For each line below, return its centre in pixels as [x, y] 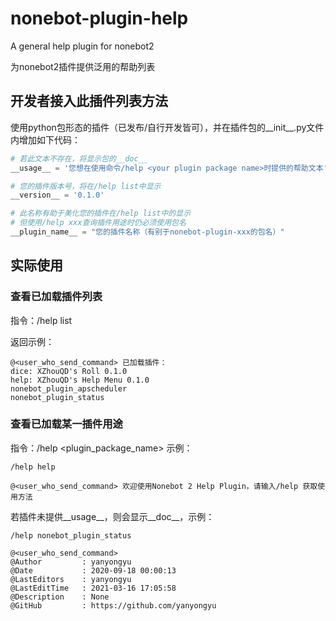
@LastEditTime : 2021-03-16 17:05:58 [93, 588]
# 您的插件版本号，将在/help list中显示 [86, 186]
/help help [33, 467]
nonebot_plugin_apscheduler [69, 388]
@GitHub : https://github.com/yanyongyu [113, 605]
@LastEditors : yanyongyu [71, 579]
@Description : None [60, 597]
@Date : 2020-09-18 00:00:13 [93, 570]
